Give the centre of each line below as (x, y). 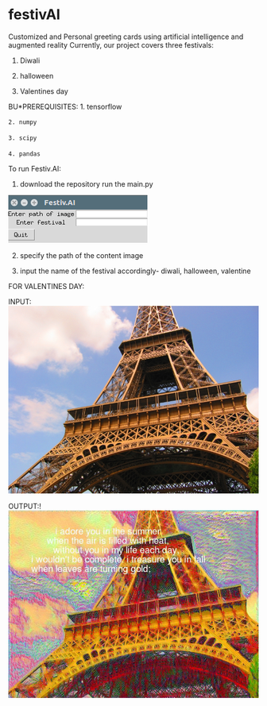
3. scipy (23, 138)
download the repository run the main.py (86, 183)
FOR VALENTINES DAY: (46, 286)
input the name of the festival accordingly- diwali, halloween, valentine (135, 271)
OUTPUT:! (25, 506)
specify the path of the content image (81, 255)
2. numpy (23, 122)
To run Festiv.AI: (35, 168)
